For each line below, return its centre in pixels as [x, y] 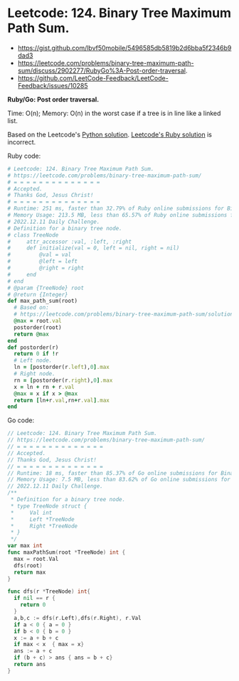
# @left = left [43, 262]
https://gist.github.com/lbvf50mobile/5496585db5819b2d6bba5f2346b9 [124, 48]
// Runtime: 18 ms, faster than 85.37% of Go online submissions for [113, 473]
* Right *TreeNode [44, 526]
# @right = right [46, 268]
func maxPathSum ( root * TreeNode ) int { [67, 552]
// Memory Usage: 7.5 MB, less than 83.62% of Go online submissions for [119, 480]
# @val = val [39, 255]
